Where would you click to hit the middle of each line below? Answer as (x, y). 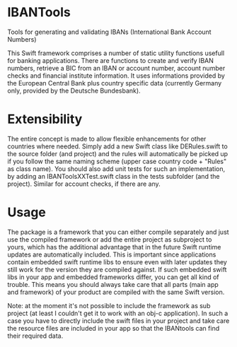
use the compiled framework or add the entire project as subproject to (110, 239)
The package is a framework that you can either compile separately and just (118, 232)
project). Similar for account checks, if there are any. (84, 184)
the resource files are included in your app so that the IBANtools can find (114, 328)
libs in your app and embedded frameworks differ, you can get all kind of (113, 277)
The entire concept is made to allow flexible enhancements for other (107, 139)
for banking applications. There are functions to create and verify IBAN (110, 60)
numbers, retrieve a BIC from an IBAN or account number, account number (116, 68)
